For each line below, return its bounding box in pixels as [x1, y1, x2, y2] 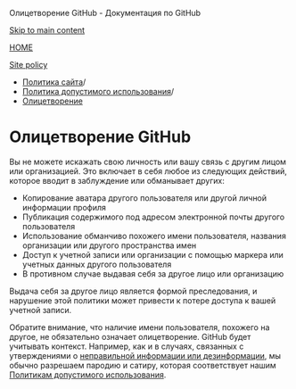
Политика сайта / [21, 77, 86, 87]
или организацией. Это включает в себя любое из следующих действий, [9, 165, 288, 177]
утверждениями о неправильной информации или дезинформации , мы [9, 350, 282, 360]
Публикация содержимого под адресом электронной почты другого [21, 211, 285, 222]
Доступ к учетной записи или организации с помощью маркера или [21, 249, 284, 260]
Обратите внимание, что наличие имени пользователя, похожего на [9, 321, 270, 333]
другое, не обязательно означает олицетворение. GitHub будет [9, 331, 251, 342]
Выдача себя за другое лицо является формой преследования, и [9, 286, 258, 296]
